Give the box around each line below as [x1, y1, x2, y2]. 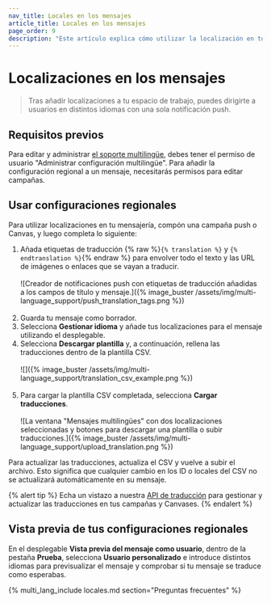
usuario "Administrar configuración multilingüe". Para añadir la [8, 158, 215, 167]
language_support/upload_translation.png [19, 441, 159, 451]
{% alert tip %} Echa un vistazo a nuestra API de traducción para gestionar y [8, 490, 263, 500]
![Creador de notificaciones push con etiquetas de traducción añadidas [19, 278, 257, 288]
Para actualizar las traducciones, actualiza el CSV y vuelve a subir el [8, 458, 236, 467]
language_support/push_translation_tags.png [19, 296, 170, 306]
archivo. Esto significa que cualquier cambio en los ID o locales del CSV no [8, 466, 258, 475]
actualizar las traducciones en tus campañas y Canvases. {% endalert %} [8, 499, 253, 508]
